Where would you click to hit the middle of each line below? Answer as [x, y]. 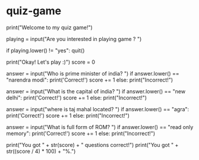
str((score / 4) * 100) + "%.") [41, 151]
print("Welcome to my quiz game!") [50, 27]
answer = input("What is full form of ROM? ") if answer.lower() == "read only [100, 127]
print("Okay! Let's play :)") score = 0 [50, 62]
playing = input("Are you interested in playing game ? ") [74, 39]
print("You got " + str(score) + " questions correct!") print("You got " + [92, 145]
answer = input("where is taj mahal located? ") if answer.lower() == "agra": [98, 109]
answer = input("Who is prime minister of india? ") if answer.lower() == [93, 73]
